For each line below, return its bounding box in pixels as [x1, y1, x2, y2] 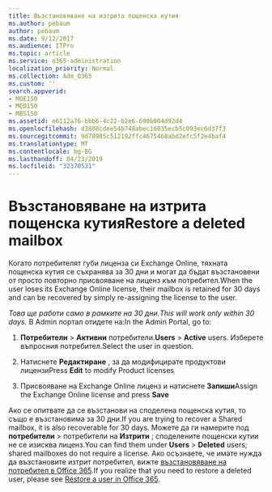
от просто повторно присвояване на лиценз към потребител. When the [8, 276, 253, 286]
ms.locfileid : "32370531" [8, 163, 96, 171]
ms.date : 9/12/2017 [8, 34, 74, 43]
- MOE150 [8, 95, 38, 103]
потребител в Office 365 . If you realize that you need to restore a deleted [8, 466, 253, 476]
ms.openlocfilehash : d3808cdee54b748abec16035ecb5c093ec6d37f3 [8, 125, 227, 133]
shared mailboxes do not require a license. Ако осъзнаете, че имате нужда [8, 448, 262, 458]
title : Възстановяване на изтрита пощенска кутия [8, 11, 180, 20]
